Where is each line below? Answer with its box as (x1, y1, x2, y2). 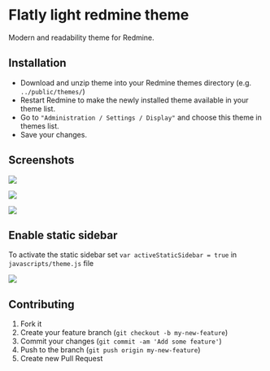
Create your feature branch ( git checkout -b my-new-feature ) (20, 328, 229, 338)
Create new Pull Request (20, 354, 103, 364)
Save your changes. (20, 129, 88, 139)
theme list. (20, 103, 55, 113)
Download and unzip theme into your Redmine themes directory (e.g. (20, 77, 252, 87)
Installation (8, 56, 67, 70)
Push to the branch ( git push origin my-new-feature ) (20, 345, 201, 355)
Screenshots (8, 153, 75, 168)
